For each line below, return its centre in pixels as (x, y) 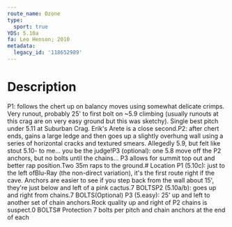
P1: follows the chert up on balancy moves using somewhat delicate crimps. (116, 106)
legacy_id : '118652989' (48, 53)
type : (15, 20)
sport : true (31, 26)
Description (42, 87)
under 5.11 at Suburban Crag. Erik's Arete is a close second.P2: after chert (113, 128)
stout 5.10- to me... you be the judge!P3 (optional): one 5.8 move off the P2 (114, 150)
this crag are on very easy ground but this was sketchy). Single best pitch (113, 121)
